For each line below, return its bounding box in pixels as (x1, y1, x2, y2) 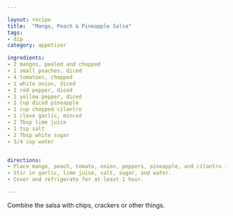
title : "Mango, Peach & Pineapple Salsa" (7, 22, 132, 30)
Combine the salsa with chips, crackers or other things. (7, 201, 165, 209)
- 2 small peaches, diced (7, 67, 82, 74)
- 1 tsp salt (7, 125, 45, 132)
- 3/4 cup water (7, 138, 54, 145)
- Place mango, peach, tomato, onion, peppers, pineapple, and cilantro (7, 163, 222, 170)
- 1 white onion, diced (7, 80, 76, 87)
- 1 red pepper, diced (7, 87, 73, 93)
